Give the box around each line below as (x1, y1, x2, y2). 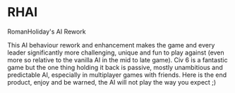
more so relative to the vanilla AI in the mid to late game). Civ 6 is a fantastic (7, 55, 228, 64)
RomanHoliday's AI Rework (7, 27, 86, 36)
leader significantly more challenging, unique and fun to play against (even (7, 48, 224, 57)
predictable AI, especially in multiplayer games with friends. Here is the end (7, 71, 227, 79)
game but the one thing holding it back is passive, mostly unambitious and (7, 63, 224, 71)
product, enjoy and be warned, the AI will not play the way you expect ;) (7, 78, 217, 86)
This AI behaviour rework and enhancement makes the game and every (7, 41, 215, 49)
